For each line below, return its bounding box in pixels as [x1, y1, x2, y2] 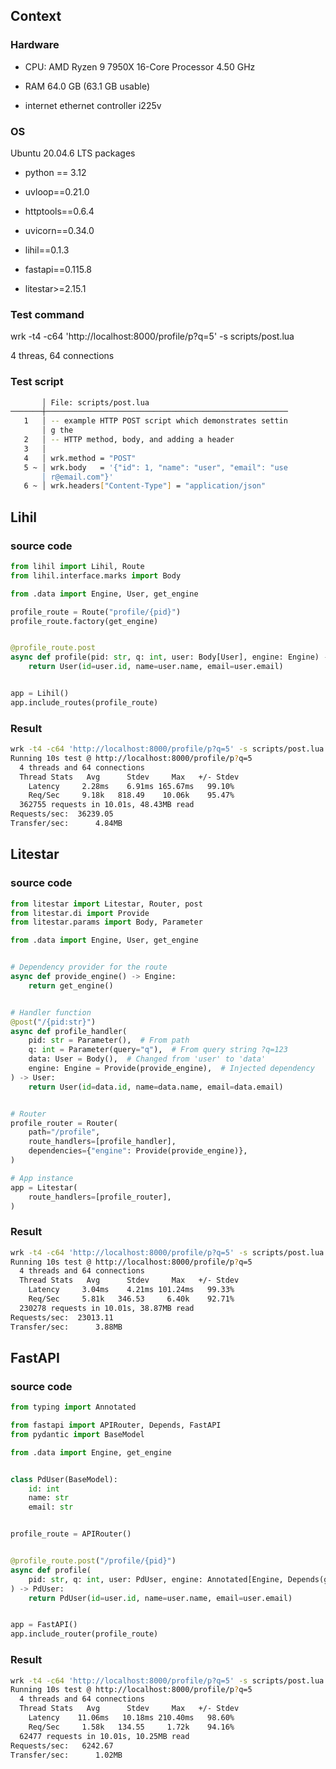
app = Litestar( [10, 1182, 78, 1193]
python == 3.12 [24, 166, 87, 178]
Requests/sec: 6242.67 [10, 1740, 114, 1751]
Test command [10, 307, 85, 321]
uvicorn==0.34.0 [24, 224, 95, 236]
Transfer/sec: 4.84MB [10, 819, 123, 829]
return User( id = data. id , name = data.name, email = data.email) [28, 1082, 284, 1092]
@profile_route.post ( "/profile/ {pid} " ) [10, 1556, 177, 1566]
